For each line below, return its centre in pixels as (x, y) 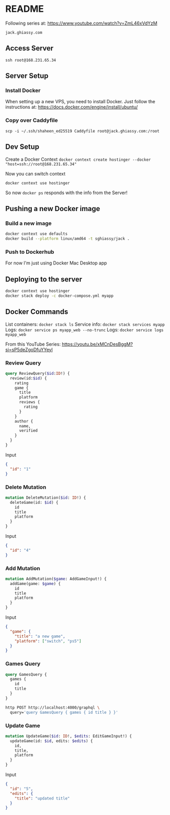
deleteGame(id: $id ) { (34, 502)
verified (28, 431)
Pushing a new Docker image (53, 209)
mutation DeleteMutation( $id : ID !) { (46, 498)
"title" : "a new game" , (40, 636)
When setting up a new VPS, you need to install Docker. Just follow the (80, 102)
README (25, 9)
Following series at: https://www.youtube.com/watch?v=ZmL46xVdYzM (81, 23)
